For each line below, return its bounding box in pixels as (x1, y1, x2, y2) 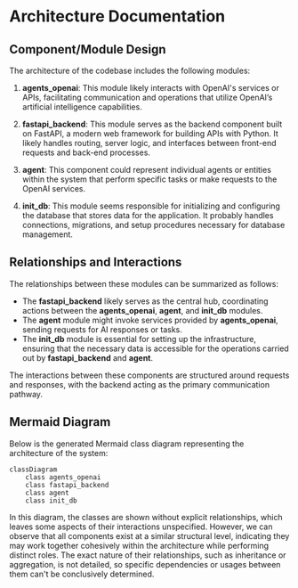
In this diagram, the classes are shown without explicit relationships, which (9, 511, 283, 522)
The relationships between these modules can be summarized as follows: (9, 278, 278, 289)
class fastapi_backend (25, 480, 109, 489)
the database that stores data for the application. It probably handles (21, 210, 274, 220)
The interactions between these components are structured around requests (9, 370, 290, 380)
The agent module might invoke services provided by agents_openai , (21, 314, 278, 325)
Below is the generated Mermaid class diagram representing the (9, 438, 245, 449)
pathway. (9, 388, 43, 399)
